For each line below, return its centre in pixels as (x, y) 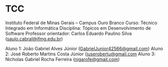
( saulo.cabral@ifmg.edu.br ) (34, 39)
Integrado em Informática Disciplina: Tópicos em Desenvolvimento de (78, 28)
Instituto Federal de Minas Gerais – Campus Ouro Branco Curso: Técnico (81, 23)
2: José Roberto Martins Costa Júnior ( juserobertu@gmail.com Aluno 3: (80, 54)
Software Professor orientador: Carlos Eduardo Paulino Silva (69, 33)
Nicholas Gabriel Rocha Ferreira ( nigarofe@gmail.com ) (63, 59)
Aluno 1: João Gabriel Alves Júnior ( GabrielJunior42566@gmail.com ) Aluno (84, 48)
